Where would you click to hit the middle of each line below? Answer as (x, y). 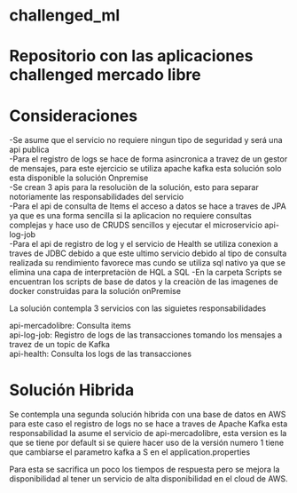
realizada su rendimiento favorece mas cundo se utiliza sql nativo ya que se (148, 263)
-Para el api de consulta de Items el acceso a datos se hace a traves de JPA (148, 206)
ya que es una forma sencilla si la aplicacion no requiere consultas (131, 216)
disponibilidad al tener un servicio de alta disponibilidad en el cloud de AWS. (148, 479)
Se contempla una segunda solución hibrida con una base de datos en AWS (148, 415)
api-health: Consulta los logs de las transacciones (101, 354)
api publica (29, 150)
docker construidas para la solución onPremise (95, 291)
